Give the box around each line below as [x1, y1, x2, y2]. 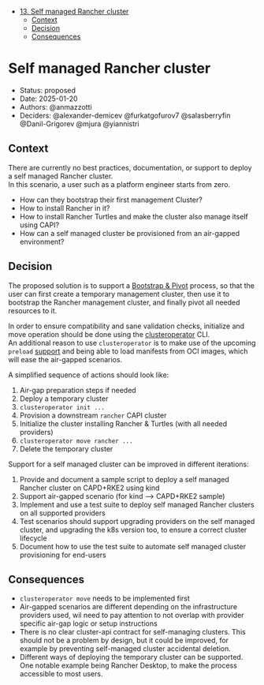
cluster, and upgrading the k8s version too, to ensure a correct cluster [19, 525, 247, 534]
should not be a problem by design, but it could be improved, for [19, 635, 229, 646]
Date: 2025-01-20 [19, 94, 78, 103]
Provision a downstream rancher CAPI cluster [19, 410, 167, 420]
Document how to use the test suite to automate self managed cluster [19, 541, 247, 551]
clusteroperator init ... [19, 403, 105, 411]
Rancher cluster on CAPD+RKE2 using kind [19, 483, 160, 492]
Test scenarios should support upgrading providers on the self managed [19, 516, 255, 526]
